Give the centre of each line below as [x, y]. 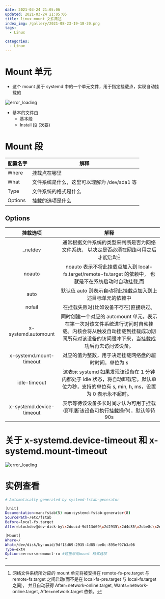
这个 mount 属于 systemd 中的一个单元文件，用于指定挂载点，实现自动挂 [86, 86]
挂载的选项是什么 [52, 201]
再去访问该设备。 [114, 346]
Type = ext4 [15, 549]
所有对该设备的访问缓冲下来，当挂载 [109, 338]
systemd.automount [32, 334]
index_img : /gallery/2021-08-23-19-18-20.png [52, 23]
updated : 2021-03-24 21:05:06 [36, 14]
